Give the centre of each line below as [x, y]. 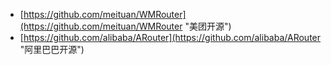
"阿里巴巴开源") [52, 49]
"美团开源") [208, 26]
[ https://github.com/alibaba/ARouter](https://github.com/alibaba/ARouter [170, 37]
